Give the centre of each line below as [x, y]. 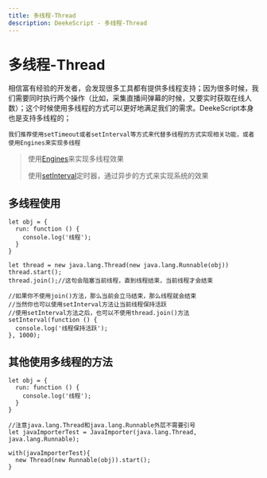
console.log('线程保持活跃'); [62, 328]
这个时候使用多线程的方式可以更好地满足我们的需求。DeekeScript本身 [139, 108]
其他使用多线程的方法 [60, 361]
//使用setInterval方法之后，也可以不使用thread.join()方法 [99, 313]
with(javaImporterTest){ [49, 453]
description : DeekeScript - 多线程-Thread [78, 23]
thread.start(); [35, 272]
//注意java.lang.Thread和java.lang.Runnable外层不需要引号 [102, 426]
